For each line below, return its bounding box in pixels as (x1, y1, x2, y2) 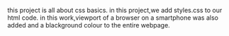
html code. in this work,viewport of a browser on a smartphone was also (7, 13, 218, 22)
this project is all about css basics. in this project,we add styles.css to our (7, 6, 223, 14)
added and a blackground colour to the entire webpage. (7, 21, 170, 29)
